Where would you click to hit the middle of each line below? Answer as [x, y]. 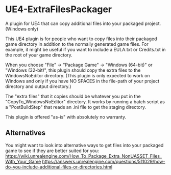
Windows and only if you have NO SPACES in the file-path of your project [82, 81]
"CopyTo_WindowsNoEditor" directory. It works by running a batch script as [85, 101]
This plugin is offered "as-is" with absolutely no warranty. [66, 117]
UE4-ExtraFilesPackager [59, 9]
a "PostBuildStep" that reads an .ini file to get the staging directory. [76, 107]
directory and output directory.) [38, 86]
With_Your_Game [23, 161]
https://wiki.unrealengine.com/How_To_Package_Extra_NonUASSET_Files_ [84, 156]
